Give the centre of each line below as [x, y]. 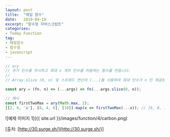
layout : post [19, 10]
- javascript [19, 52]
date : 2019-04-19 [26, 19]
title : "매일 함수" [25, 15]
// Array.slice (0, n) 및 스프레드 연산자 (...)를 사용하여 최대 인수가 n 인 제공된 [85, 80]
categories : [18, 29]
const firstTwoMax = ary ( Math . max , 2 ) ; [47, 103]
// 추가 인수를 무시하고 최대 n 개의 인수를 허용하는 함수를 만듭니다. [68, 71]
